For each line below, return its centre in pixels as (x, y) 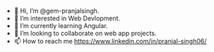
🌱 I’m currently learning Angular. (61, 26)
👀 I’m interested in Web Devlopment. (67, 18)
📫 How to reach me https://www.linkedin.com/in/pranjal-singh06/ (110, 41)
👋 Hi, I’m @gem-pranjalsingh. (57, 11)
